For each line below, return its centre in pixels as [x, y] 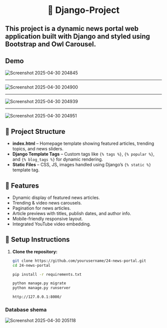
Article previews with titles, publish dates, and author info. [72, 214]
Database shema [26, 310]
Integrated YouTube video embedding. [51, 224]
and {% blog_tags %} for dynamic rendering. [58, 159]
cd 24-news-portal [31, 265]
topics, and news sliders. [38, 149]
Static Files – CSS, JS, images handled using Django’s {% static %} [82, 165]
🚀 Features [22, 185]
